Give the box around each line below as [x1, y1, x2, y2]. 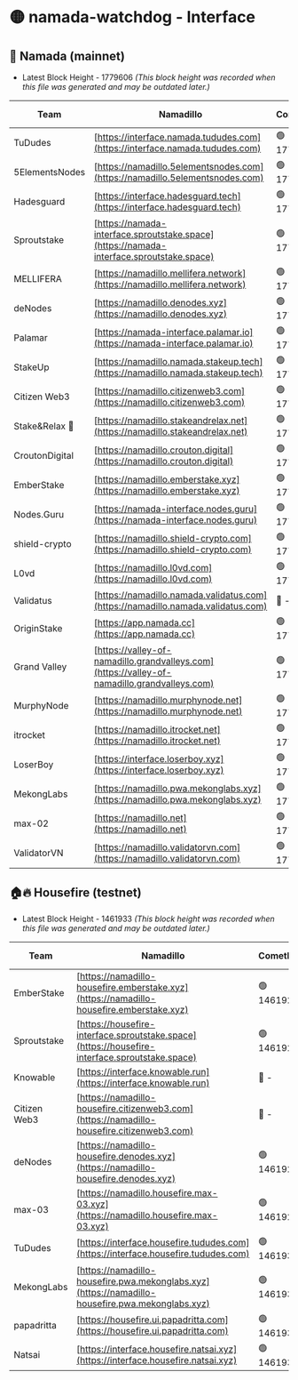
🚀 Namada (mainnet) [9, 48, 126, 63]
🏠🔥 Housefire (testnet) [9, 886, 142, 901]
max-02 [13, 817, 49, 830]
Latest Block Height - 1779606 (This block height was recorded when [21, 72, 277, 83]
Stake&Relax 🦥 [13, 420, 74, 432]
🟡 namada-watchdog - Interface [9, 7, 255, 28]
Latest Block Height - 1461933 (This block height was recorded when [21, 913, 275, 924]
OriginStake [13, 622, 63, 634]
